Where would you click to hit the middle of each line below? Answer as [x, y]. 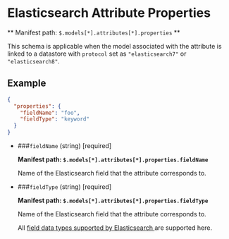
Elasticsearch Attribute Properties [109, 13]
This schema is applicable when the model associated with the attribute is [114, 46]
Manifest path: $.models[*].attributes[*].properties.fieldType [113, 200]
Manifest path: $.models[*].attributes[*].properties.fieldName [113, 159]
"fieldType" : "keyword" [55, 119]
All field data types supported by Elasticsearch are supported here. [115, 228]
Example [27, 84]
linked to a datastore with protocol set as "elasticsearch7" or [97, 54]
